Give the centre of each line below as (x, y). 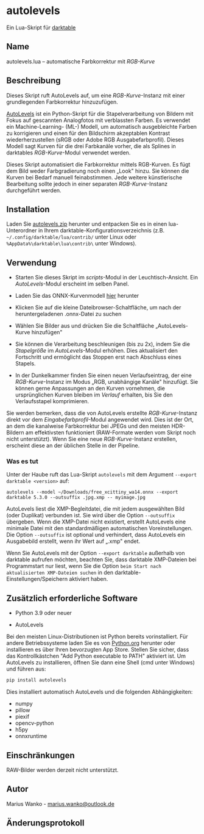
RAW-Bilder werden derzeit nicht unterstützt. (62, 770)
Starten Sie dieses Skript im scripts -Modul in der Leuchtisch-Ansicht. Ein (106, 278)
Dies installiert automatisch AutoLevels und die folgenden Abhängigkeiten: (100, 692)
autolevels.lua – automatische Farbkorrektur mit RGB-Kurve (81, 61)
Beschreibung (33, 81)
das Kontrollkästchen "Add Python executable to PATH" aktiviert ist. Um (96, 656)
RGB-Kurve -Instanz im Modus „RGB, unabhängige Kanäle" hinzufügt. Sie (107, 382)
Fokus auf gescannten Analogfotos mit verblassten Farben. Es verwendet (98, 120)
